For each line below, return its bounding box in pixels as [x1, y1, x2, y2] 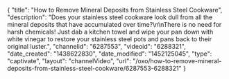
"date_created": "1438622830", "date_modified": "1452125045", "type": [7, 49, 212, 58]
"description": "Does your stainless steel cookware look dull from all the [7, 13, 213, 21]
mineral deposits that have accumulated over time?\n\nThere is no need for [7, 21, 222, 28]
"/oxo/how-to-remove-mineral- [133, 57, 222, 65]
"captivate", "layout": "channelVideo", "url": [7, 57, 132, 65]
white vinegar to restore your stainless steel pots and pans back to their [7, 35, 212, 43]
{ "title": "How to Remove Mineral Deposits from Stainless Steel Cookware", [7, 6, 223, 14]
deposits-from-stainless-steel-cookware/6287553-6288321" [7, 65, 182, 72]
